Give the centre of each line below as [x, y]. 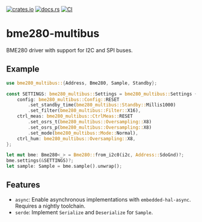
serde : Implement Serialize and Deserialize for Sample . [84, 212]
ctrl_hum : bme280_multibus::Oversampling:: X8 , [76, 138]
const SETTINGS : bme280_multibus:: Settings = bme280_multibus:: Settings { [102, 94]
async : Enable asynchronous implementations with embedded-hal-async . [103, 199]
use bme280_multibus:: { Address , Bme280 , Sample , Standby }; [82, 83]
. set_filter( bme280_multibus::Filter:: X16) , [84, 111]
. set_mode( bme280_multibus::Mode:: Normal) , [83, 133]
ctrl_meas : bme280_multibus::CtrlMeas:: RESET [75, 116]
